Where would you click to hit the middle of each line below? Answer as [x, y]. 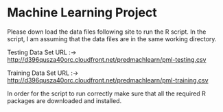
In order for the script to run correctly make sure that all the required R [106, 93]
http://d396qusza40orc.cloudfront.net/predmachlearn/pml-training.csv [108, 80]
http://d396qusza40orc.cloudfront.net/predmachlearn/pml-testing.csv [107, 59]
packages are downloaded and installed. [64, 100]
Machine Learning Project [82, 13]
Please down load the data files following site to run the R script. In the [107, 32]
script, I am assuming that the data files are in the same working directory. [112, 38]
